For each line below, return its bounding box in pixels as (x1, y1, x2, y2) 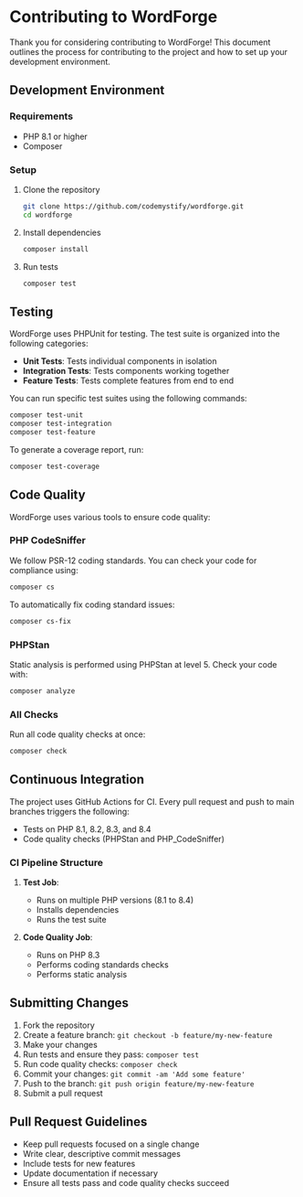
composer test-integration (9, 419, 112, 429)
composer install (22, 244, 89, 253)
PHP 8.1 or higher (22, 131, 89, 142)
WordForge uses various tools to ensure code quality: (9, 511, 211, 522)
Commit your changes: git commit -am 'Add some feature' (22, 1068, 246, 1079)
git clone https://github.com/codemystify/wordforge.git (22, 201, 245, 211)
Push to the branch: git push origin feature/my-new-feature (22, 1077, 255, 1089)
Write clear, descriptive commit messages (22, 1148, 181, 1159)
